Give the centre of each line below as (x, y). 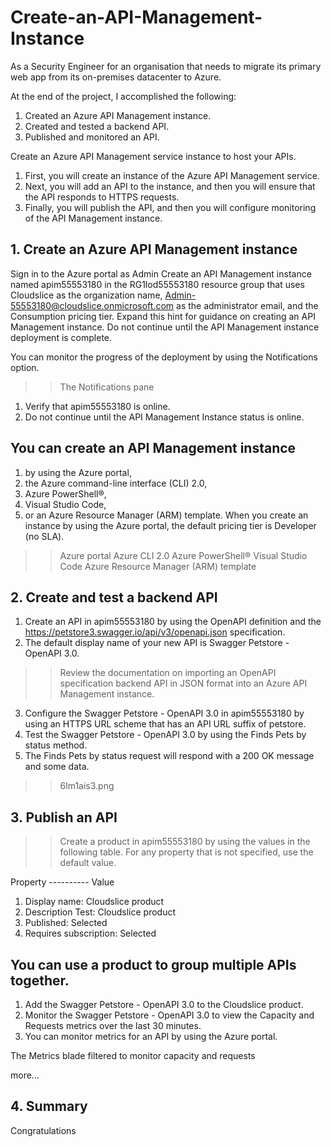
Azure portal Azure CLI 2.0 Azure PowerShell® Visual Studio (183, 555)
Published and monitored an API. (92, 137)
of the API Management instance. (93, 218)
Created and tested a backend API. (97, 126)
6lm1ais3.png (87, 786)
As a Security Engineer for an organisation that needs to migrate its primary (166, 66)
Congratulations (43, 1130)
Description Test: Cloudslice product (100, 912)
